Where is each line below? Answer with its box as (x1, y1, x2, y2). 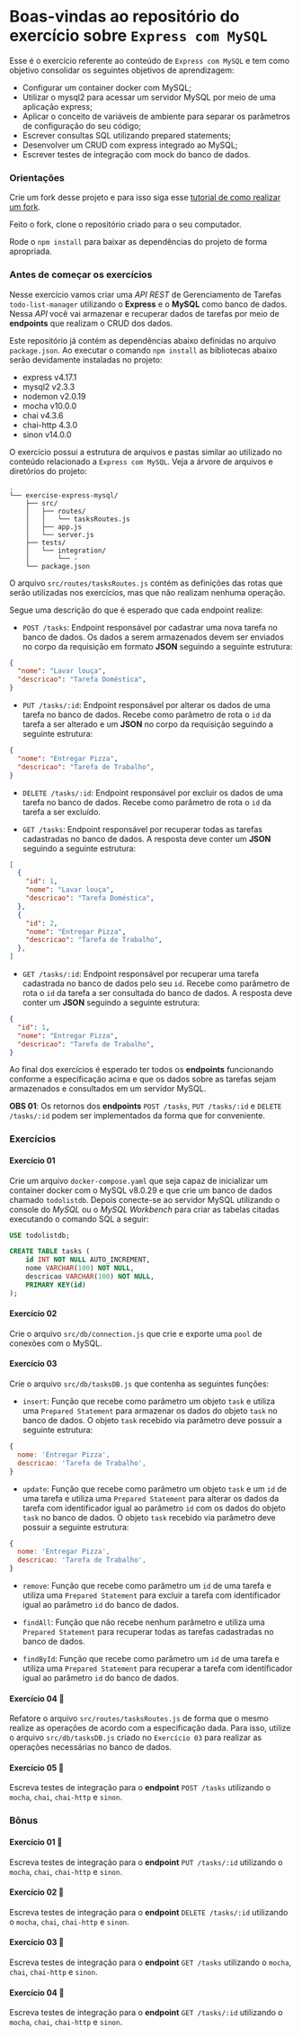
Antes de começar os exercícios (9, 268, 153, 281)
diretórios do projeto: (9, 465, 87, 476)
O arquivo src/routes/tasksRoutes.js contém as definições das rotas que (9, 578, 283, 588)
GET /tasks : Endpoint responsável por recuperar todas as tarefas (22, 823, 263, 834)
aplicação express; (22, 101, 93, 112)
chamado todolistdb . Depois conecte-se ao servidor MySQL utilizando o (9, 1194, 280, 1205)
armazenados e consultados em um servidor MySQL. (9, 1083, 207, 1094)
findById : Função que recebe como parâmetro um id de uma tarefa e (22, 1654, 280, 1664)
